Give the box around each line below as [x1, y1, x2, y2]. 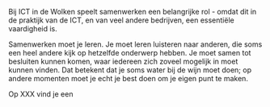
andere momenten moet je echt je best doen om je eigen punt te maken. [8, 74, 249, 83]
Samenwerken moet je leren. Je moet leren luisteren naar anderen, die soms [8, 39, 263, 49]
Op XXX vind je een [8, 89, 74, 99]
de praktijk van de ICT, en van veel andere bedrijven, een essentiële [8, 15, 234, 25]
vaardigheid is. [8, 24, 58, 33]
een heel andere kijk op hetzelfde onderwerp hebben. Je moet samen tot [8, 48, 251, 57]
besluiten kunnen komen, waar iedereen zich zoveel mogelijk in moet [8, 56, 238, 66]
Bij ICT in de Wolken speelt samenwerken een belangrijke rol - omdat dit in [8, 7, 257, 16]
